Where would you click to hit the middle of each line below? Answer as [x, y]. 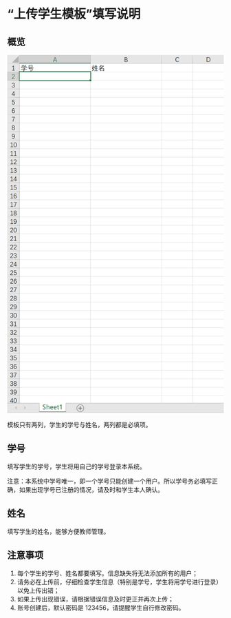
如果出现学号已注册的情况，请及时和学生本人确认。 [91, 489]
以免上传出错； [38, 590]
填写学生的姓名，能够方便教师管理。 [58, 531]
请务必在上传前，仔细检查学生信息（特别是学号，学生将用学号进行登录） [119, 581]
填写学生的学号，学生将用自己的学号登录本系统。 [76, 466]
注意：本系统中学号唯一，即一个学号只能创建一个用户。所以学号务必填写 [109, 481]
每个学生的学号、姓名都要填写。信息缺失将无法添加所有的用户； [107, 573]
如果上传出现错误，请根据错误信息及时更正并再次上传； [95, 599]
